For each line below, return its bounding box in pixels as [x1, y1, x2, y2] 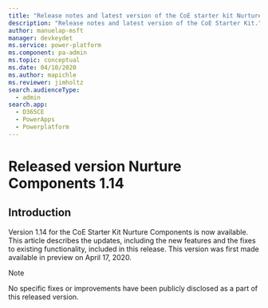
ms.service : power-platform [8, 41, 102, 49]
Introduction [8, 206, 72, 219]
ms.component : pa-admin [8, 49, 88, 57]
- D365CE [15, 109, 45, 116]
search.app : [8, 101, 48, 109]
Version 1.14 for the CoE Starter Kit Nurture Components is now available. [8, 227, 249, 236]
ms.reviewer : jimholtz [8, 78, 84, 86]
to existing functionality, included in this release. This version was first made [8, 244, 259, 254]
